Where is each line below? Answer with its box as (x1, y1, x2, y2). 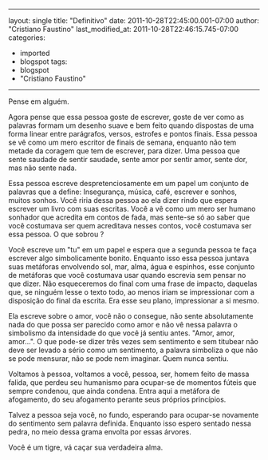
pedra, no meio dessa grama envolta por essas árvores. (8, 427, 191, 436)
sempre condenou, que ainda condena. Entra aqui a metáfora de (8, 387, 221, 395)
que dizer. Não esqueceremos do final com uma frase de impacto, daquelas (8, 279, 258, 288)
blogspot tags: (19, 57, 68, 66)
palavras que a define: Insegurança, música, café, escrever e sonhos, (8, 187, 238, 196)
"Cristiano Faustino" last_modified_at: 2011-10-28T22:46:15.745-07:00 (8, 25, 239, 34)
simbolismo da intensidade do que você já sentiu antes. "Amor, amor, (8, 328, 235, 338)
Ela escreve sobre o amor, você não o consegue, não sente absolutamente (8, 311, 254, 320)
